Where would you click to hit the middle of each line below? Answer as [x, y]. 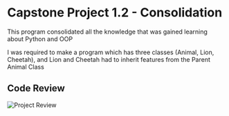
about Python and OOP [40, 38]
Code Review [36, 88]
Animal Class [26, 67]
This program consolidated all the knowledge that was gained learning [107, 32]
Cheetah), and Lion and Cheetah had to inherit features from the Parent [109, 59]
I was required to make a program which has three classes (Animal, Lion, [111, 52]
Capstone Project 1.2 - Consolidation [115, 13]
